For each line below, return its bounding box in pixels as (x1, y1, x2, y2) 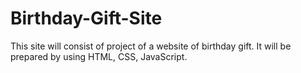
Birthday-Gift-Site (10, 7, 163, 30)
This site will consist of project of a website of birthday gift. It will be (10, 40, 292, 52)
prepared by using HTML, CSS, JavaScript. (10, 50, 188, 62)
